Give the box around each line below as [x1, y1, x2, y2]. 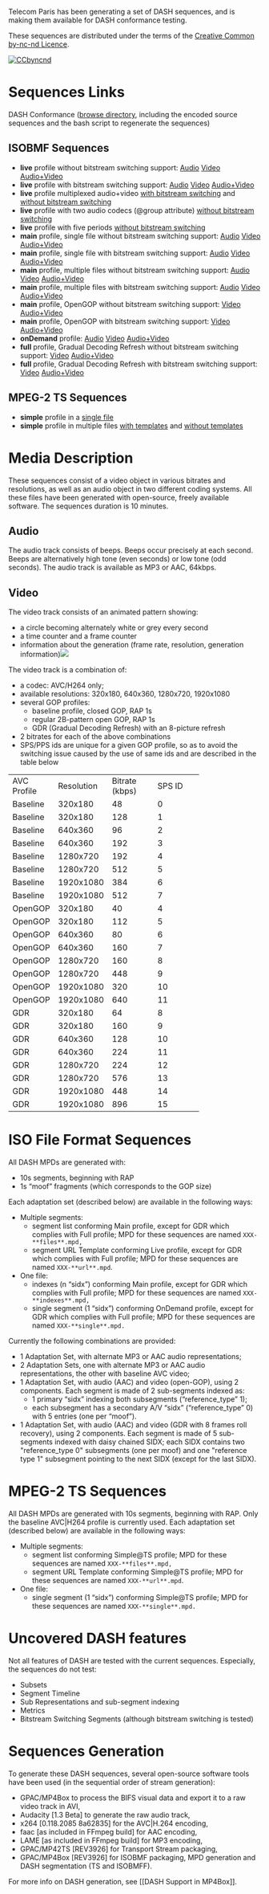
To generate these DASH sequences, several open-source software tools [8, 1769, 250, 1778]
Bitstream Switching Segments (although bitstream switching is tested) [19, 1714, 254, 1724]
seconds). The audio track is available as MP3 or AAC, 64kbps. [8, 562, 217, 573]
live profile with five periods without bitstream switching [19, 222, 206, 232]
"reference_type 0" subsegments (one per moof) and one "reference [19, 1446, 247, 1455]
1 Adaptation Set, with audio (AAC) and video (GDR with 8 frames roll [19, 1420, 247, 1430]
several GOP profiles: [19, 698, 90, 708]
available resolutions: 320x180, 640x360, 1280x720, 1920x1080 [19, 689, 231, 699]
